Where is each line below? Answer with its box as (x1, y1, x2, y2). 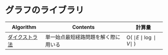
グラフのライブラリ (5, 4, 84, 16)
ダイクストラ (7, 33, 38, 40)
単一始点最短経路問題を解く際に (45, 33, 121, 40)
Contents (72, 23, 95, 30)
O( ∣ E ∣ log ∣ (126, 33, 156, 40)
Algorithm (11, 23, 36, 30)
